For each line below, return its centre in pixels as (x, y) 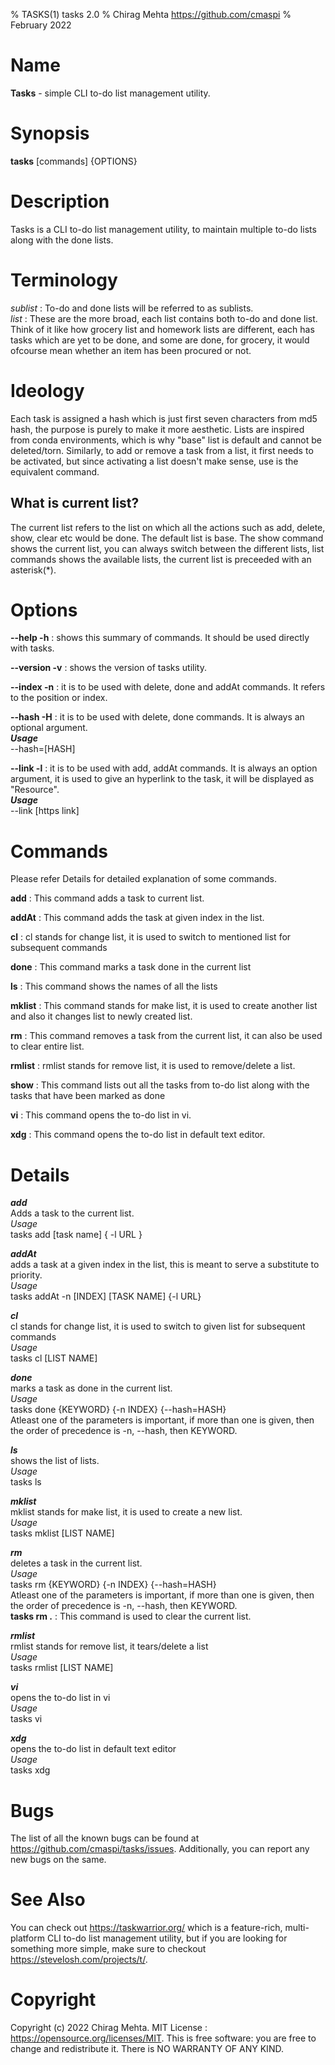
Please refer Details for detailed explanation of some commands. (144, 879)
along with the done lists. (62, 240)
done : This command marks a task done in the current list (131, 967)
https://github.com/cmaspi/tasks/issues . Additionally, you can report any (160, 1849)
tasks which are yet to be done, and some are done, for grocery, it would (160, 340)
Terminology (64, 280)
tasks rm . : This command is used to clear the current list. (131, 1616)
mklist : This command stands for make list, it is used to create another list (164, 1006)
